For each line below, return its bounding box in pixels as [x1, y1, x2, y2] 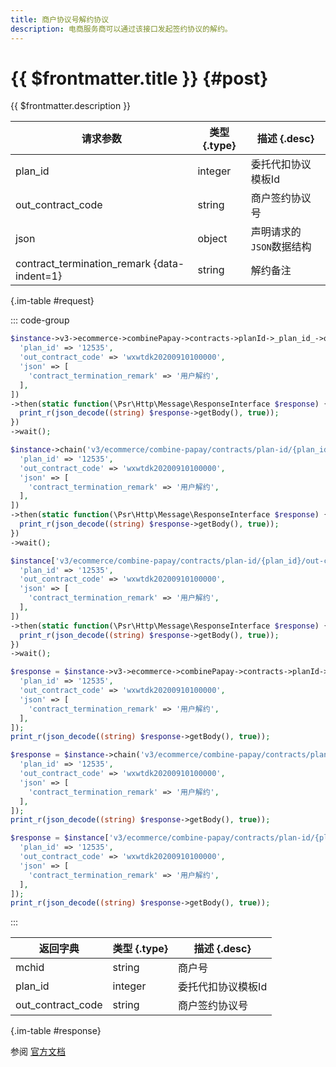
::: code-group [10, 314, 70, 326]
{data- [153, 257, 185, 271]
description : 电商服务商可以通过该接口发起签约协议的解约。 [10, 24, 233, 34]
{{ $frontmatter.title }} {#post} [10, 67, 269, 90]
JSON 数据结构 [250, 240, 312, 254]
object [197, 232, 228, 246]
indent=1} [15, 269, 63, 283]
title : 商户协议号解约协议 [10, 14, 110, 25]
